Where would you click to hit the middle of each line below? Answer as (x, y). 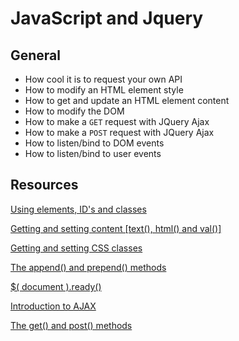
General (36, 55)
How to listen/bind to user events (93, 153)
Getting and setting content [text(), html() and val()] (116, 228)
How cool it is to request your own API (103, 79)
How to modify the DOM (74, 111)
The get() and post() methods (71, 325)
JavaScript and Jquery (107, 18)
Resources (44, 185)
